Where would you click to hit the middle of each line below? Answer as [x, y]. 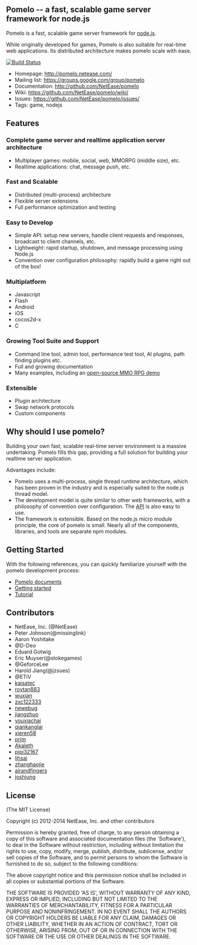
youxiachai [28, 721]
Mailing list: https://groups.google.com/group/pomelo [80, 79]
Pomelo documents [38, 582]
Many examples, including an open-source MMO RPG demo [87, 373]
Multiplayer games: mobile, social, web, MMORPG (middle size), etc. [97, 160]
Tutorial [24, 594]
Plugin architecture [37, 400]
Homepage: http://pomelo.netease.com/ [63, 74]
